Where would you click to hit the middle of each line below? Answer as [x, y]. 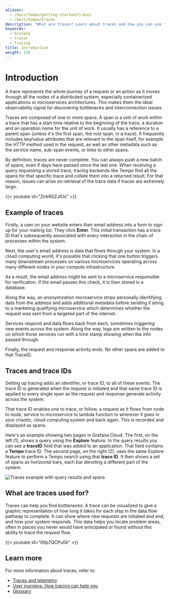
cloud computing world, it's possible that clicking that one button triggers [82, 256]
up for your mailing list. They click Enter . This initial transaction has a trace [83, 230]
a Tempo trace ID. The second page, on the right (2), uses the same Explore [84, 451]
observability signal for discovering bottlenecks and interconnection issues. [84, 108]
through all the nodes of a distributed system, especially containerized [79, 97]
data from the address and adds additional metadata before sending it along [84, 303]
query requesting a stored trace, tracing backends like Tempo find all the [81, 171]
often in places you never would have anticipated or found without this [79, 527]
